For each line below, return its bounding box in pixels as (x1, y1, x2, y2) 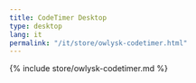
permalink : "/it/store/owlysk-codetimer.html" (9, 38, 188, 48)
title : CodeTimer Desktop (9, 13, 107, 23)
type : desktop (9, 22, 63, 31)
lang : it (9, 30, 42, 39)
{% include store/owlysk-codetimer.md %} (9, 63, 169, 74)
